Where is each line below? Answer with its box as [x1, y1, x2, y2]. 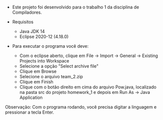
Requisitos [12, 19, 34, 25]
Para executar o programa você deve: [12, 43, 89, 49]
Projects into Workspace [19, 58, 70, 63]
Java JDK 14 [19, 29, 45, 34]
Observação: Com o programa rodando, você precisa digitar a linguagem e [5, 104, 157, 110]
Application [19, 94, 43, 100]
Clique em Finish [19, 79, 54, 85]
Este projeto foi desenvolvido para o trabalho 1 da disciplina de [12, 4, 139, 10]
